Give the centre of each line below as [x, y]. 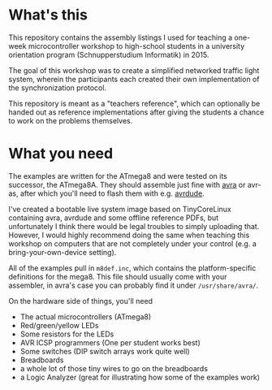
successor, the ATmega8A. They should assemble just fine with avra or [127, 184]
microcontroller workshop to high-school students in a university [136, 45]
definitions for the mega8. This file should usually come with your [118, 276]
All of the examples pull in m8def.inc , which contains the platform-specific [132, 268]
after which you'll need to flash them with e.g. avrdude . [112, 193]
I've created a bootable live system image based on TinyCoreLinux [120, 209]
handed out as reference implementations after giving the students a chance [136, 112]
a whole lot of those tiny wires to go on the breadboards [114, 368]
